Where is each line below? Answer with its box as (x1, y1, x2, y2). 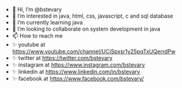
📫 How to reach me (12, 32, 63, 39)
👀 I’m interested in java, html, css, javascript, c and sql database (12, 12, 173, 20)
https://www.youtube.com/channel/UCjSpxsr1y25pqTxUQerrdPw (12, 48, 176, 55)
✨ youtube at (12, 41, 46, 48)
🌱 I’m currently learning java (12, 19, 83, 26)
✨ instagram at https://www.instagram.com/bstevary (12, 61, 145, 68)
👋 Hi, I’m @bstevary (12, 6, 62, 13)
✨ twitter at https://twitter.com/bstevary (12, 54, 113, 61)
